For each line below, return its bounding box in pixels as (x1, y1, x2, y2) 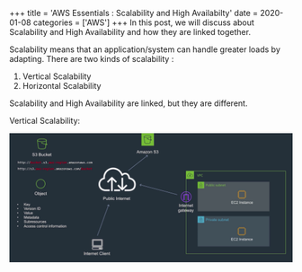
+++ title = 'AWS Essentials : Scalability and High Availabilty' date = (9, 8, 259, 18)
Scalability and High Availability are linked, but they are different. (9, 98, 248, 109)
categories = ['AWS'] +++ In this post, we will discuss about (32, 17, 254, 28)
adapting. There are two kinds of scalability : (9, 54, 174, 64)
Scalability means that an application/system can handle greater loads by (9, 44, 281, 55)
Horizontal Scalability (22, 81, 102, 91)
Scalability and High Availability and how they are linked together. (9, 27, 252, 37)
